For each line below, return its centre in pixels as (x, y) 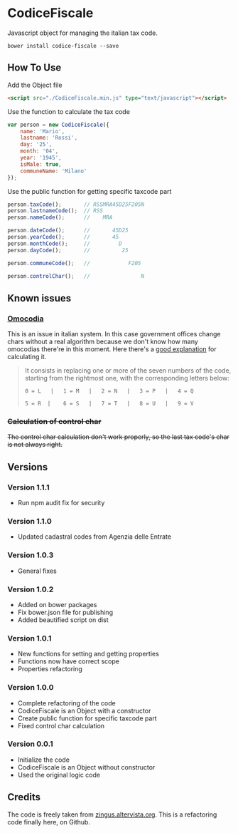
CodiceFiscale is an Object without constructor (86, 767)
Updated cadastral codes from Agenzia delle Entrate (94, 537)
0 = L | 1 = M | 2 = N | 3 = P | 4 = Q (109, 391)
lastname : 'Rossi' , (49, 138)
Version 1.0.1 (29, 638)
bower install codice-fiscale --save (63, 46)
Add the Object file (35, 85)
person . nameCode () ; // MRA (60, 218)
